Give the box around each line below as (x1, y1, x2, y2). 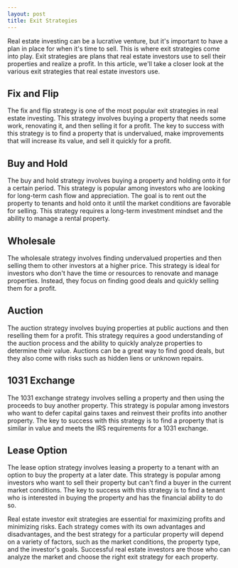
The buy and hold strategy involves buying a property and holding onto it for (7, 176, 231, 185)
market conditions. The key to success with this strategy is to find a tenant (7, 486, 225, 495)
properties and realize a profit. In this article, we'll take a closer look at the (7, 59, 224, 68)
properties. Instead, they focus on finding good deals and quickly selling (7, 276, 219, 285)
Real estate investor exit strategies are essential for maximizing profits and (7, 515, 225, 524)
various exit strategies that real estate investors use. (7, 67, 161, 76)
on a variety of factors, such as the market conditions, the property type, (7, 537, 221, 546)
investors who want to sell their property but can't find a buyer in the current (7, 478, 232, 487)
